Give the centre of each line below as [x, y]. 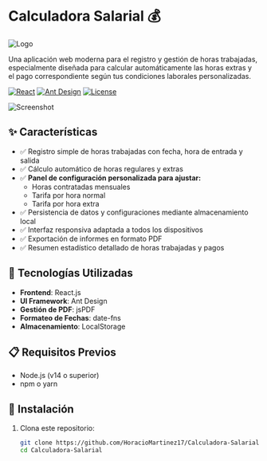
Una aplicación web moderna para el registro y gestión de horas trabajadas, [133, 59]
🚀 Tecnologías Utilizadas [71, 273]
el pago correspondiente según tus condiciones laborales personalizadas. [130, 76]
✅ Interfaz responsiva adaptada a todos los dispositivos [111, 230]
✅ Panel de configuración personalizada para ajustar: [110, 178]
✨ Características [53, 132]
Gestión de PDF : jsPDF [57, 309]
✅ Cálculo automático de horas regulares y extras [101, 168]
